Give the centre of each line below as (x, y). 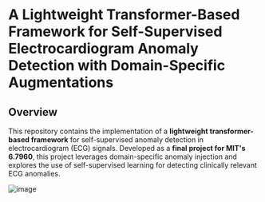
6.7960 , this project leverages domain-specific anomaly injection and (123, 156)
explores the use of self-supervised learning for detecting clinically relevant (133, 165)
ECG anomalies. (35, 174)
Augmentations (61, 83)
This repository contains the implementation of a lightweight (109, 131)
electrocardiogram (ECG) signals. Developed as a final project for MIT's (127, 148)
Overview (33, 112)
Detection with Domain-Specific (117, 66)
